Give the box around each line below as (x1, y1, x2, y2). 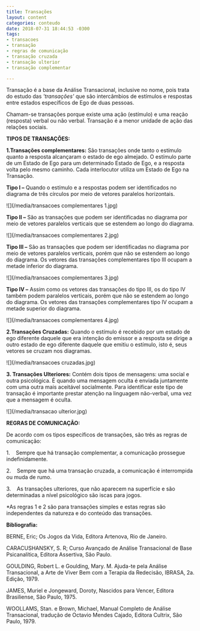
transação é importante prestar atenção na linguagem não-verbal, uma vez (6, 390, 192, 397)
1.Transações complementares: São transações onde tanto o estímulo (6, 147, 182, 154)
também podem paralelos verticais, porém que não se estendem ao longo (6, 292, 189, 299)
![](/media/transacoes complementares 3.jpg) (6, 274, 119, 281)
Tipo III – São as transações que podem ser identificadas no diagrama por (6, 243, 189, 251)
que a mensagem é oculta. (6, 396, 72, 403)
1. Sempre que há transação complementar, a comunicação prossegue (6, 449, 186, 457)
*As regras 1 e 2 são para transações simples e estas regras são (6, 503, 166, 511)
